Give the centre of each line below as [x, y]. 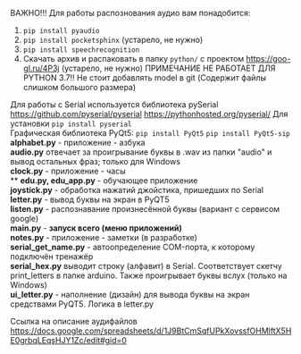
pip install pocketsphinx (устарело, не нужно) [113, 40]
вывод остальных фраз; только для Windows [96, 161]
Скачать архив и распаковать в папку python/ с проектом [134, 59]
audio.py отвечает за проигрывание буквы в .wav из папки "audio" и [141, 152]
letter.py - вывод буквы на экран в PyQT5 [90, 199]
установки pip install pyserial [71, 123]
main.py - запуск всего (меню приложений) [96, 228]
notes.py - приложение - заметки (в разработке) [104, 237]
